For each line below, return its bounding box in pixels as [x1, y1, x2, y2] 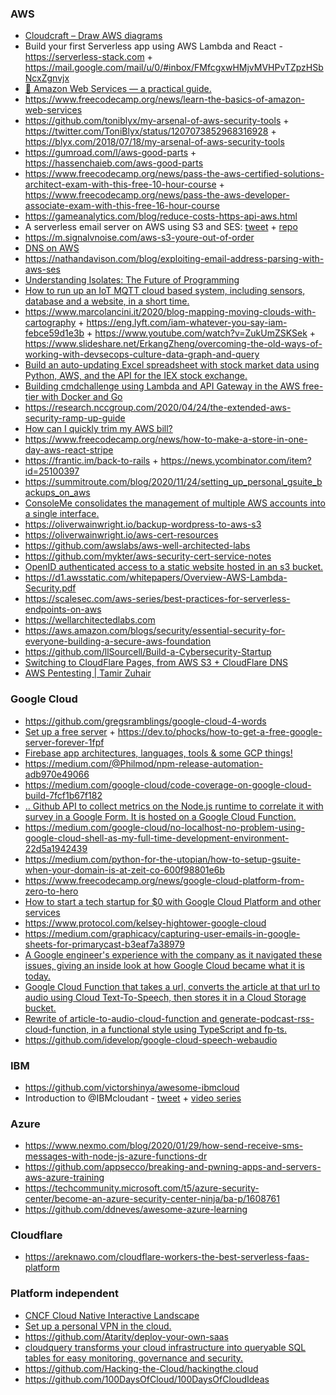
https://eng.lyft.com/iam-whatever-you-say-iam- [86, 317, 288, 329]
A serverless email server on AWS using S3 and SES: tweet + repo [24, 221, 298, 233]
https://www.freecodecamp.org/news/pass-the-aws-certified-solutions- [24, 168, 325, 180]
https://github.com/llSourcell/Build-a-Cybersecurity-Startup [24, 646, 272, 658]
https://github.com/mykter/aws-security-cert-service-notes [24, 550, 272, 562]
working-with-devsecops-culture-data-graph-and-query [24, 348, 260, 361]
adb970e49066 [24, 768, 90, 780]
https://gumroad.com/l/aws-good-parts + [24, 147, 197, 159]
